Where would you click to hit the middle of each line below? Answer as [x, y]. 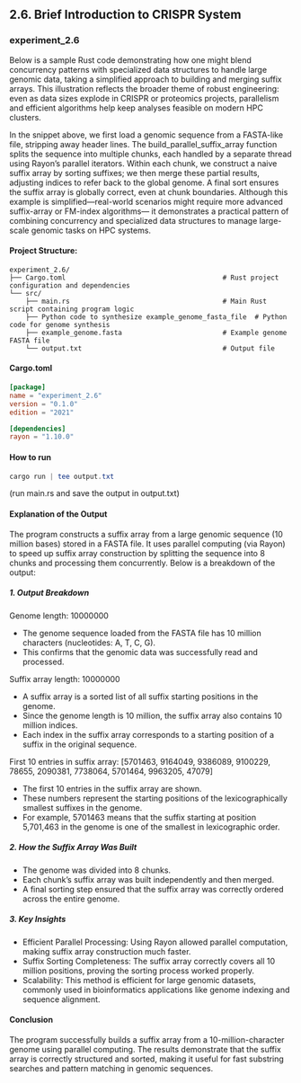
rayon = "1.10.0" [42, 437]
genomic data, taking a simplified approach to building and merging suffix [146, 79]
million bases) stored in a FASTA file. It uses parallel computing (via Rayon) [147, 544]
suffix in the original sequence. [80, 744]
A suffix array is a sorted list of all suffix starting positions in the [140, 697]
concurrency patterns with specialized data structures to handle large [138, 69]
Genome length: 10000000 [59, 616]
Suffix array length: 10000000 [65, 679]
